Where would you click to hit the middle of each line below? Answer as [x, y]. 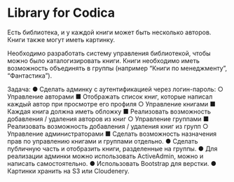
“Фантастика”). [30, 76]
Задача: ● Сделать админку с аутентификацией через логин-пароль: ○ [115, 89]
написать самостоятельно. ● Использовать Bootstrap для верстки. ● [112, 163]
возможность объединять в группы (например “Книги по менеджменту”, [117, 68]
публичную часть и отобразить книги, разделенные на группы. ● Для [112, 148]
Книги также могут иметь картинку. [61, 39]
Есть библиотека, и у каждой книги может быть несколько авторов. [109, 32]
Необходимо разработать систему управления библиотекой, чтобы [109, 53]
